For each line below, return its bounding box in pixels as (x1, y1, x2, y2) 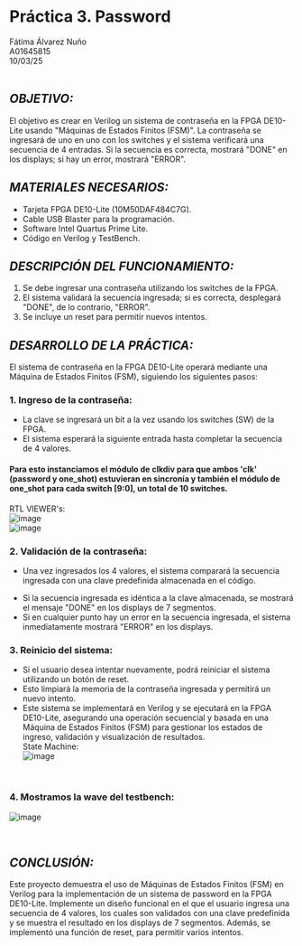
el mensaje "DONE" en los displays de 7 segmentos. (22, 602, 216, 613)
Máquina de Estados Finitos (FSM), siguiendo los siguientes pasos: (9, 371, 259, 382)
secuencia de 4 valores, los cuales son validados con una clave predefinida (9, 908, 290, 919)
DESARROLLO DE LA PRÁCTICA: (9, 337, 194, 353)
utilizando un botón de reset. (22, 674, 130, 685)
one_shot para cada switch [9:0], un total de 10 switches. (9, 483, 228, 494)
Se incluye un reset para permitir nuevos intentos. (22, 312, 207, 323)
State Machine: (22, 741, 79, 752)
